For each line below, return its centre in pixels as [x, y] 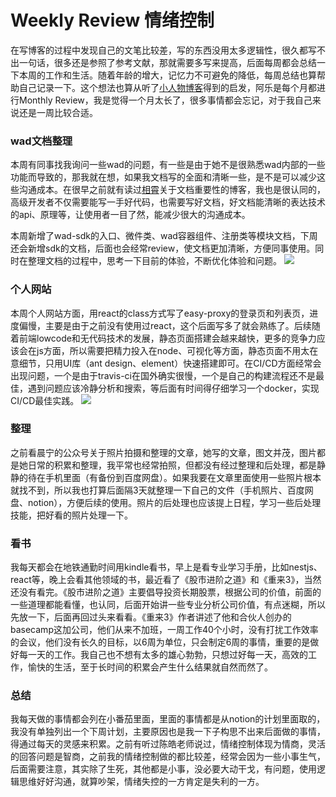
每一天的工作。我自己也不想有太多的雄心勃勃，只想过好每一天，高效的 [163, 655]
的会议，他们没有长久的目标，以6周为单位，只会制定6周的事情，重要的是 [160, 642]
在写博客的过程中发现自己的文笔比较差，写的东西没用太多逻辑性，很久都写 [163, 50]
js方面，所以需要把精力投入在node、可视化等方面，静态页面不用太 [173, 350]
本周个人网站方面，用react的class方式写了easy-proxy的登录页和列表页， [160, 313]
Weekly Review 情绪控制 [112, 20]
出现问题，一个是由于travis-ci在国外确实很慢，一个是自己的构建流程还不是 [163, 375]
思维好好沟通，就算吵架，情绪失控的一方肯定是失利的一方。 [141, 782]
